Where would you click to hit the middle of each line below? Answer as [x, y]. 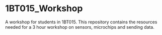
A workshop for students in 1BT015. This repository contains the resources [81, 22]
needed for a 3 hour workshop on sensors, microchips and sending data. [80, 27]
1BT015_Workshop [44, 9]
